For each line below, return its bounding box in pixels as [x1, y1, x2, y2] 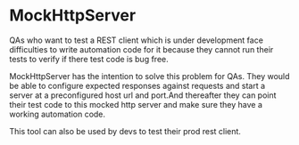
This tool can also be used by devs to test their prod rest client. [9, 125, 241, 136]
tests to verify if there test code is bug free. [9, 53, 169, 64]
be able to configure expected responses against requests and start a [9, 80, 266, 91]
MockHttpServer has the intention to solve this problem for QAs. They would [9, 70, 290, 81]
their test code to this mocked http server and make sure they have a [9, 99, 263, 109]
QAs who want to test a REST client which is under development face [9, 35, 263, 45]
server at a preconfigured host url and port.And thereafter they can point [9, 90, 277, 101]
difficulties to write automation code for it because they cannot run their [9, 44, 274, 54]
